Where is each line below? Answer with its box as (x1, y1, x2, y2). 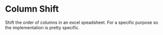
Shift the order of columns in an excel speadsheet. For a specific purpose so (5, 19, 158, 25)
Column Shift (5, 3, 59, 15)
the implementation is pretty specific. (5, 24, 80, 30)
